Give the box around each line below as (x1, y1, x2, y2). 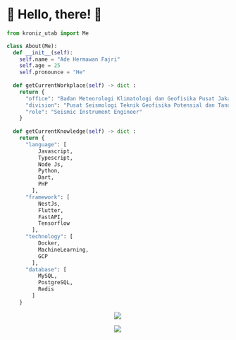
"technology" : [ (25, 233, 73, 240)
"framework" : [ (25, 194, 70, 201)
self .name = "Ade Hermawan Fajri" (19, 56, 120, 63)
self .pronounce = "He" (19, 69, 86, 76)
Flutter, (37, 206, 64, 214)
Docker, (37, 240, 61, 247)
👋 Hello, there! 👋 (6, 6, 103, 23)
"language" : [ (25, 141, 68, 148)
